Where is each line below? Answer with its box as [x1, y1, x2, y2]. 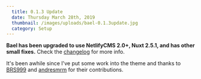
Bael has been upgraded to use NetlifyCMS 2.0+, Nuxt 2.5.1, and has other [6, 42, 195, 49]
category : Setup [11, 25, 52, 32]
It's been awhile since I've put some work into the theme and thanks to [6, 60, 181, 67]
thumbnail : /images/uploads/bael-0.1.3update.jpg [11, 20, 138, 26]
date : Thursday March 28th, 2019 [11, 14, 95, 20]
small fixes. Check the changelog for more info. [6, 48, 125, 56]
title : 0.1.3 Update [11, 8, 63, 15]
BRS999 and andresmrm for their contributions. [6, 66, 124, 74]
